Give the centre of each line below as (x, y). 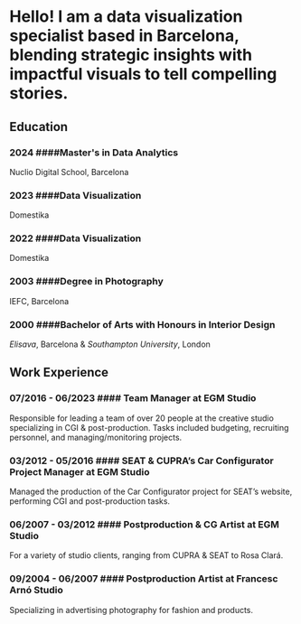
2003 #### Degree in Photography (87, 282)
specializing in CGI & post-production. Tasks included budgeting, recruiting (149, 427)
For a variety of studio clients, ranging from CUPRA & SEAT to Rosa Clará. (146, 555)
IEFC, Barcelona (39, 301)
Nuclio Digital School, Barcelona (69, 172)
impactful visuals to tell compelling (143, 75)
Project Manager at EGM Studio (80, 471)
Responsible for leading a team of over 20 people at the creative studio (141, 418)
